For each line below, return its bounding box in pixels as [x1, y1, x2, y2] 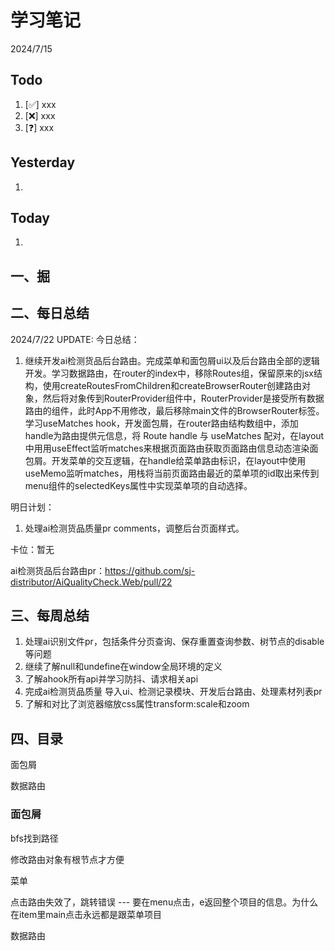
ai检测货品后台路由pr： [10, 564, 106, 576]
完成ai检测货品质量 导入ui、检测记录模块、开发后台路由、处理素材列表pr [24, 686, 323, 698]
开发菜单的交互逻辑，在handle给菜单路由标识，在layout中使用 [51, 454, 307, 466]
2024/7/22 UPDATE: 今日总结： [10, 333, 140, 345]
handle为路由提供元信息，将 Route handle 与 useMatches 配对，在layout [24, 429, 325, 441]
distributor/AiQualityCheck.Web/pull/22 [10, 576, 173, 588]
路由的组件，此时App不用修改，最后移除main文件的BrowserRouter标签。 [24, 404, 325, 416]
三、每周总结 [10, 607, 90, 624]
